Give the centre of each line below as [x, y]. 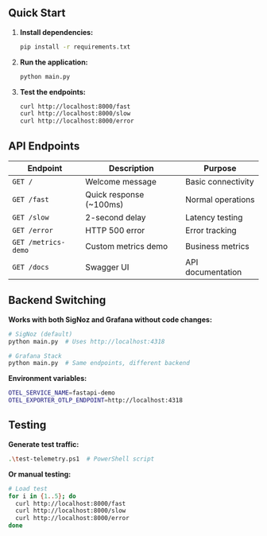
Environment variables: [48, 379]
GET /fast [31, 199]
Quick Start [37, 13]
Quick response [115, 194]
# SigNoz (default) [41, 334]
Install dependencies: [56, 32]
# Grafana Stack [35, 356]
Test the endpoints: [52, 91]
